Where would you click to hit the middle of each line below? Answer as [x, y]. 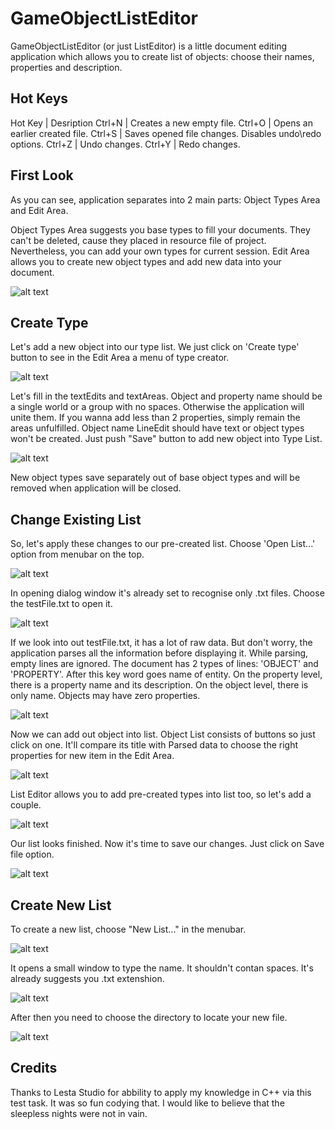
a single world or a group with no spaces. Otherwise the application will [157, 407]
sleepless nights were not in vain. [79, 1113]
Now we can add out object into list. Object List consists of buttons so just [163, 734]
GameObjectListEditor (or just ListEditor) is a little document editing [149, 46]
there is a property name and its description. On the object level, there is [159, 685]
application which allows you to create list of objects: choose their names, [162, 56]
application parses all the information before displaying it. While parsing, [159, 653]
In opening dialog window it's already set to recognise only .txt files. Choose [167, 593]
